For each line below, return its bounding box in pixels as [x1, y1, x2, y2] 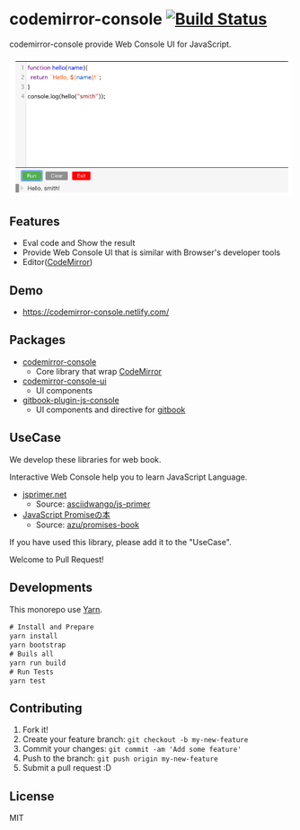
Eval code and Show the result [22, 238, 136, 249]
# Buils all [9, 649, 54, 658]
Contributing [9, 701, 83, 716]
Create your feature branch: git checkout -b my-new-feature [22, 734, 249, 745]
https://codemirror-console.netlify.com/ [22, 306, 170, 318]
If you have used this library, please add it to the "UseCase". [9, 536, 232, 547]
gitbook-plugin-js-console [22, 394, 119, 405]
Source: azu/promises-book [35, 519, 139, 530]
